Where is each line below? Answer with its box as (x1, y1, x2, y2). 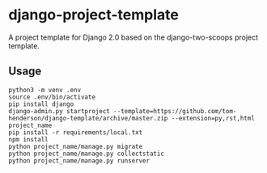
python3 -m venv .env (8, 86, 82, 94)
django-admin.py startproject (8, 107, 111, 115)
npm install (8, 135, 49, 143)
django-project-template (8, 6, 180, 24)
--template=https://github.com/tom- (112, 107, 237, 115)
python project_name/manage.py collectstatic (8, 150, 164, 158)
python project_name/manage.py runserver (8, 156, 150, 165)
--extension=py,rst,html (171, 114, 255, 122)
